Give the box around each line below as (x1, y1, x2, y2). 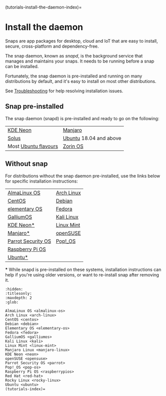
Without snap (5, 160, 48, 168)
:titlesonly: (5, 291, 32, 296)
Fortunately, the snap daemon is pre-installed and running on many (5, 73, 142, 79)
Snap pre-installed (5, 102, 64, 111)
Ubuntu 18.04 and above (62, 134, 121, 141)
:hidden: (5, 286, 23, 292)
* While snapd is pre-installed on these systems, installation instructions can (5, 266, 162, 272)
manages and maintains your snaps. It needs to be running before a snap (5, 58, 155, 64)
